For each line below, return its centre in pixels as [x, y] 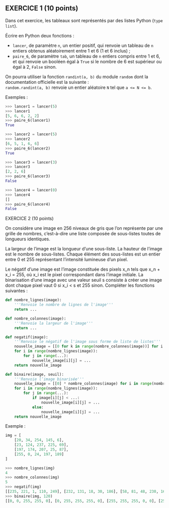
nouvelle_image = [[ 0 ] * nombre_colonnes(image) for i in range [83, 384]
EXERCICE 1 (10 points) [42, 8]
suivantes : [16, 291]
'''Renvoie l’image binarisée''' [49, 379]
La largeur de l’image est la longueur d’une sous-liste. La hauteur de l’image [84, 249]
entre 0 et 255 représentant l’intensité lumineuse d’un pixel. [67, 260]
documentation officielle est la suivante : [47, 82]
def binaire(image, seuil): [35, 374]
